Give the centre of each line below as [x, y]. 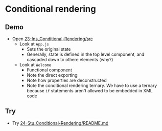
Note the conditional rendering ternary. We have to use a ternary [92, 86]
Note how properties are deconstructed [67, 80]
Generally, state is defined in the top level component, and [85, 54]
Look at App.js [34, 44]
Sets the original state [49, 49]
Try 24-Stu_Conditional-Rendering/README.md [60, 123]
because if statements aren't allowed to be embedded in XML [90, 91]
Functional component [49, 70]
